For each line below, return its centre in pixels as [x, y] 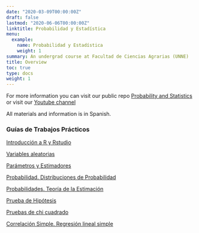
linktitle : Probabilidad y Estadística [56, 29]
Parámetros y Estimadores [39, 166]
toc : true [19, 68]
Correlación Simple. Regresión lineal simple [60, 224]
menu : [13, 34]
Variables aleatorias [31, 154]
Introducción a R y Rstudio [39, 142]
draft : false [22, 17]
